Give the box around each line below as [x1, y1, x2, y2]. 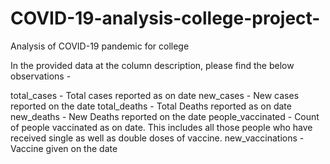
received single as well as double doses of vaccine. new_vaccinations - [10, 132, 305, 144]
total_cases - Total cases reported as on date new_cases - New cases [10, 89, 300, 101]
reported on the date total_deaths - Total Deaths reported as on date [10, 100, 292, 112]
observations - [10, 70, 72, 82]
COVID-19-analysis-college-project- [10, 7, 321, 30]
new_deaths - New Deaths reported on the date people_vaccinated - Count [10, 110, 320, 122]
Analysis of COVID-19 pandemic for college [10, 40, 190, 52]
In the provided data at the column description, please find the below [10, 59, 295, 71]
